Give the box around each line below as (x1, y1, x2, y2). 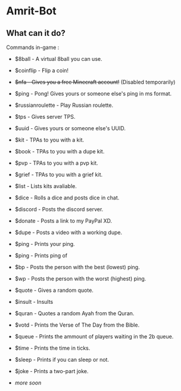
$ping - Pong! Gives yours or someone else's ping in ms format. (14, 90, 172, 97)
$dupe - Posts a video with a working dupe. (14, 229, 123, 236)
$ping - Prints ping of (14, 252, 68, 259)
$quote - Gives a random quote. (14, 287, 94, 294)
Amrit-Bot (6, 4, 57, 18)
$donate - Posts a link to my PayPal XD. (14, 217, 113, 224)
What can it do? (6, 28, 65, 38)
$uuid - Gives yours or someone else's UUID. (14, 125, 126, 132)
